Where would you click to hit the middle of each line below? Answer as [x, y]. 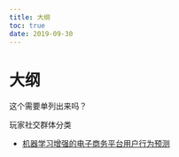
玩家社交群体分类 [40, 125]
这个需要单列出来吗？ [48, 106]
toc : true [27, 26]
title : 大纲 [30, 17]
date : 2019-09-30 [41, 34]
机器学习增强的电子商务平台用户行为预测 [96, 144]
